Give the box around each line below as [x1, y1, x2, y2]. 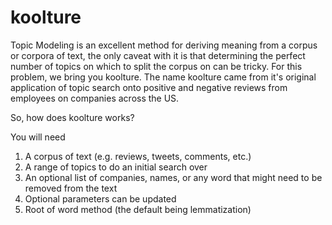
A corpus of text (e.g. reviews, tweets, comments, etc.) [24, 150, 252, 162]
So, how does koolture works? [10, 111, 135, 123]
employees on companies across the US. [10, 92, 180, 104]
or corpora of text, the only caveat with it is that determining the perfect [10, 49, 306, 61]
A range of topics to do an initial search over [24, 161, 208, 173]
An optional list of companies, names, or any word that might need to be [24, 171, 323, 183]
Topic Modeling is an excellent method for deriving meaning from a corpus [10, 39, 318, 51]
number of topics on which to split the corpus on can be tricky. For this [10, 60, 303, 72]
